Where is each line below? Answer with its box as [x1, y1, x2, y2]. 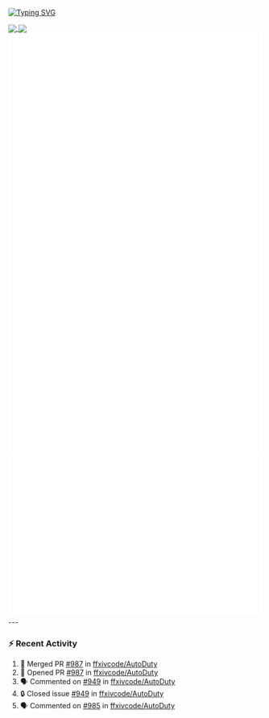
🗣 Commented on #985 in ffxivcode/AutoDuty [19, 701, 176, 711]
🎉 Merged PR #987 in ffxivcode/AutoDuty [19, 659, 158, 669]
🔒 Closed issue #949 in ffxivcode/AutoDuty [19, 689, 164, 699]
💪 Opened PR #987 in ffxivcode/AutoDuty [19, 668, 159, 678]
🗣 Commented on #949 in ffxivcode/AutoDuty [19, 677, 176, 687]
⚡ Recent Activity [8, 638, 78, 649]
